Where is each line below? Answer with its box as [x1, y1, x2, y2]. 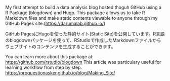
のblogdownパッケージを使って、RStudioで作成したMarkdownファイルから [5, 37, 161, 43]
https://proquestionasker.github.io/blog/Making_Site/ [5, 70, 115, 75]
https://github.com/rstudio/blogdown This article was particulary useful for [5, 59, 161, 65]
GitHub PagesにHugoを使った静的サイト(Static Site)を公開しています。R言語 [5, 31, 165, 37]
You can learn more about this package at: [5, 54, 94, 60]
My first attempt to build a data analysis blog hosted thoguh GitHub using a [5, 5, 162, 10]
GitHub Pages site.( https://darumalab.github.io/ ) [5, 20, 106, 26]
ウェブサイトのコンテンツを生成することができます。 [5, 44, 116, 50]
